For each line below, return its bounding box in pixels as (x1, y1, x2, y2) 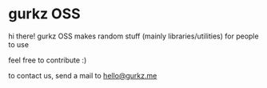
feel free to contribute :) (8, 55, 87, 65)
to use (8, 39, 30, 49)
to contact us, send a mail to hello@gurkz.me (8, 70, 157, 80)
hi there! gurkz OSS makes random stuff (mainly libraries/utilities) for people (8, 31, 259, 41)
